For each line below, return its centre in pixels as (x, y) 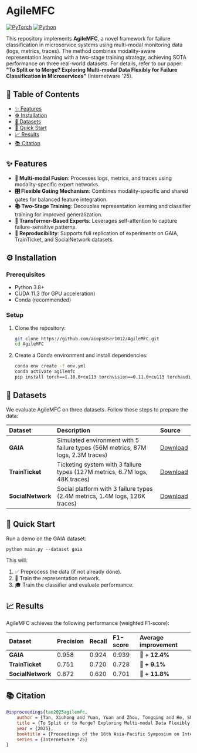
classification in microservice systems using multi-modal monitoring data (94, 45)
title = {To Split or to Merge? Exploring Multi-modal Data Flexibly (103, 723)
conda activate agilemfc (45, 372)
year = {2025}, (35, 728)
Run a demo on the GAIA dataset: (46, 538)
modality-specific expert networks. (57, 184)
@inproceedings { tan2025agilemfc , (47, 712)
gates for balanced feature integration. (61, 199)
